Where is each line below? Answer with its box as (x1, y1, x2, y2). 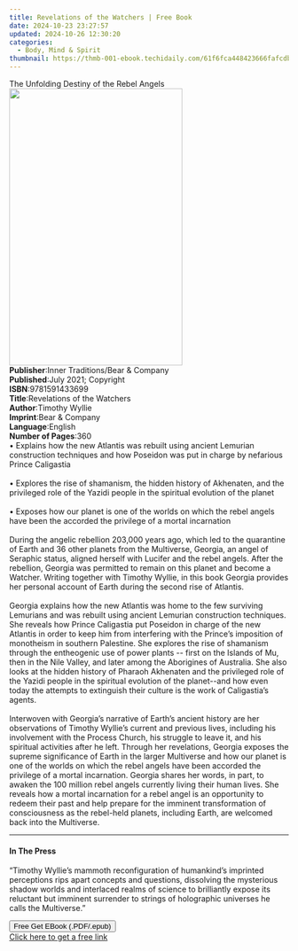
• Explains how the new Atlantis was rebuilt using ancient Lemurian (9, 440, 255, 450)
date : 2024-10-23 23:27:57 (9, 21, 109, 30)
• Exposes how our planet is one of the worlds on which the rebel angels (9, 506, 275, 517)
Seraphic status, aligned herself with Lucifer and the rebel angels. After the (9, 553, 284, 564)
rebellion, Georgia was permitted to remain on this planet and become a (9, 563, 271, 573)
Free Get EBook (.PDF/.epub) (13, 922, 112, 932)
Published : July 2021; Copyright (9, 374, 126, 385)
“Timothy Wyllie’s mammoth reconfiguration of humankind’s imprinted (9, 865, 264, 876)
